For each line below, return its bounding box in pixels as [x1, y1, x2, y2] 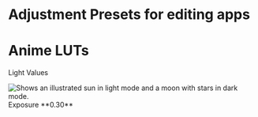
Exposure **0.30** [8, 100, 73, 110]
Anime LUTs [8, 42, 89, 60]
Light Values [8, 68, 49, 77]
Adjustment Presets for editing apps [8, 6, 251, 24]
